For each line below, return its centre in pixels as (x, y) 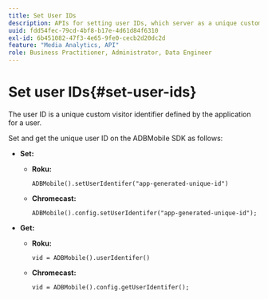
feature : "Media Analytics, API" (64, 45)
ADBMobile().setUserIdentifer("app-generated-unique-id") (130, 183)
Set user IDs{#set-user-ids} (102, 92)
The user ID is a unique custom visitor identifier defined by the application (130, 114)
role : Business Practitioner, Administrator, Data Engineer (110, 53)
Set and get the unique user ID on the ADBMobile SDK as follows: (116, 138)
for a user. (25, 122)
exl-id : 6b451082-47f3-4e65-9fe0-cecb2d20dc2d (87, 38)
